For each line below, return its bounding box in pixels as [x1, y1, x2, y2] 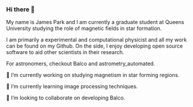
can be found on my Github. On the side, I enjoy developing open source [6, 42, 184, 49]
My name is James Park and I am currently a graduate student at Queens [6, 19, 185, 26]
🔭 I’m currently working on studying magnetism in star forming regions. [6, 72, 179, 79]
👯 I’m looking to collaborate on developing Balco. [6, 94, 126, 102]
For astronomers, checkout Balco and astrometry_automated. [6, 60, 155, 67]
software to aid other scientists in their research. [6, 49, 124, 56]
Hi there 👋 [6, 5, 36, 14]
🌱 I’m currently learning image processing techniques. [6, 83, 138, 90]
